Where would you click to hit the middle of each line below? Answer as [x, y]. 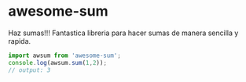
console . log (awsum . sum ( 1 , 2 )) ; [58, 62]
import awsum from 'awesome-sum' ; [65, 55]
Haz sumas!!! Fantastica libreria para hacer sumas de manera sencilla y [123, 33]
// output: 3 [29, 70]
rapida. [20, 41]
